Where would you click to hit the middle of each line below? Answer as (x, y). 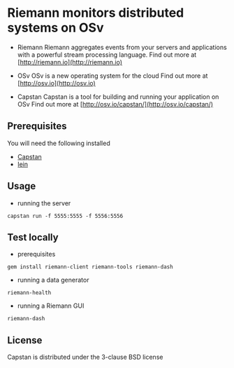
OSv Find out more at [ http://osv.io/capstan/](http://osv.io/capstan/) (115, 104)
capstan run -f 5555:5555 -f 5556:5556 (65, 216)
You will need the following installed (59, 143)
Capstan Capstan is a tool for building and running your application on (118, 97)
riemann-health (29, 293)
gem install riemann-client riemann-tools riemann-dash (90, 267)
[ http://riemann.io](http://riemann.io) (70, 62)
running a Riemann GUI (51, 306)
